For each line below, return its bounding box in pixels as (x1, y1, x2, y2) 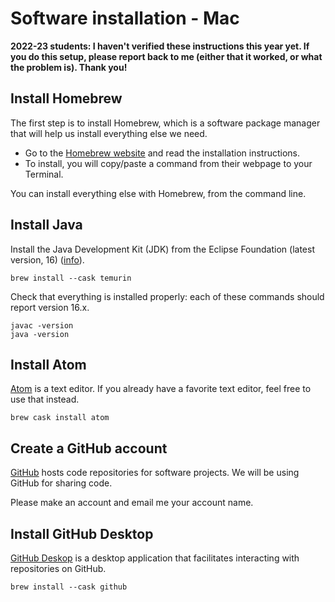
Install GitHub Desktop (10, 525, 154, 542)
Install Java (10, 217, 83, 234)
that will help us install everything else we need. (10, 127, 208, 139)
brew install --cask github (10, 582, 128, 592)
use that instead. (10, 393, 80, 406)
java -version (10, 329, 70, 339)
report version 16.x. (10, 301, 90, 313)
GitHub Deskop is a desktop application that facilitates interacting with (10, 552, 300, 564)
